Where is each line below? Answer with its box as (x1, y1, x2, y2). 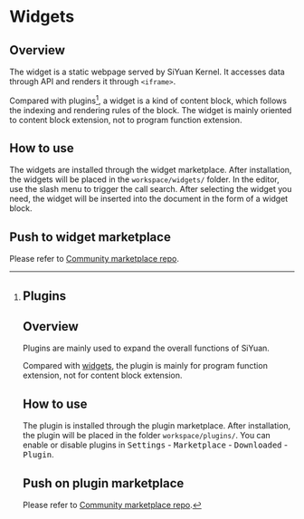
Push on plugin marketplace (22, 476, 185, 491)
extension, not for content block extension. (22, 370, 183, 381)
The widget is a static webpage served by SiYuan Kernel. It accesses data (9, 66, 285, 77)
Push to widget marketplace (9, 229, 172, 245)
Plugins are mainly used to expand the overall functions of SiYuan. (22, 342, 270, 354)
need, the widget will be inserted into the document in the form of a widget (9, 193, 289, 205)
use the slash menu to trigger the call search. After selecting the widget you (9, 184, 292, 195)
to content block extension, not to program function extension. (9, 114, 242, 125)
